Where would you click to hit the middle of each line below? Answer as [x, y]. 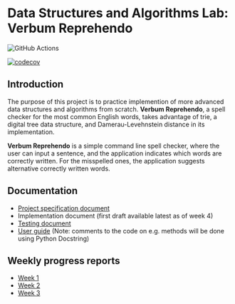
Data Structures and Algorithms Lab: [118, 13]
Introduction [36, 85]
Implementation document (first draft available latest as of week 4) [115, 216]
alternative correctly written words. [59, 168]
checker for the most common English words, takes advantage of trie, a [112, 116]
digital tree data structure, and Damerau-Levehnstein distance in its [106, 124]
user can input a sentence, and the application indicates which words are [115, 153]
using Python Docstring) [53, 238]
